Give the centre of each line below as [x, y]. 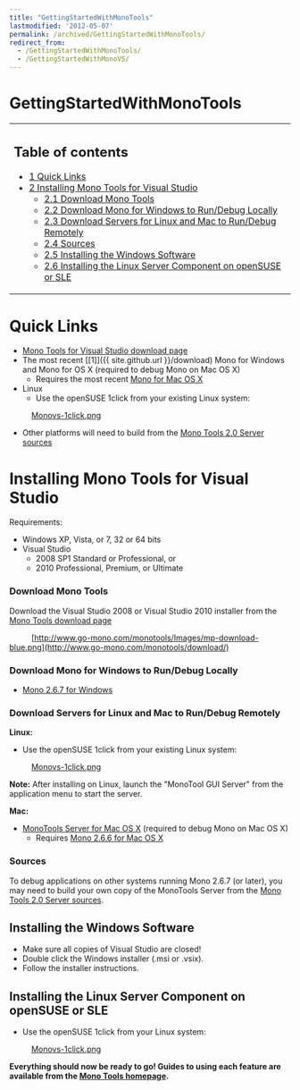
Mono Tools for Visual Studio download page [105, 351]
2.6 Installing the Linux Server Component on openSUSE [162, 266]
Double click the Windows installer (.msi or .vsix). [112, 959]
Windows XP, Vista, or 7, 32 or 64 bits [92, 540]
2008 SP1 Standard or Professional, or [106, 559]
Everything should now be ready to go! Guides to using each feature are [145, 1067]
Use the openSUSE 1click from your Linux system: [114, 1032]
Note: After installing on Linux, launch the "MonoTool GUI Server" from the [146, 784]
